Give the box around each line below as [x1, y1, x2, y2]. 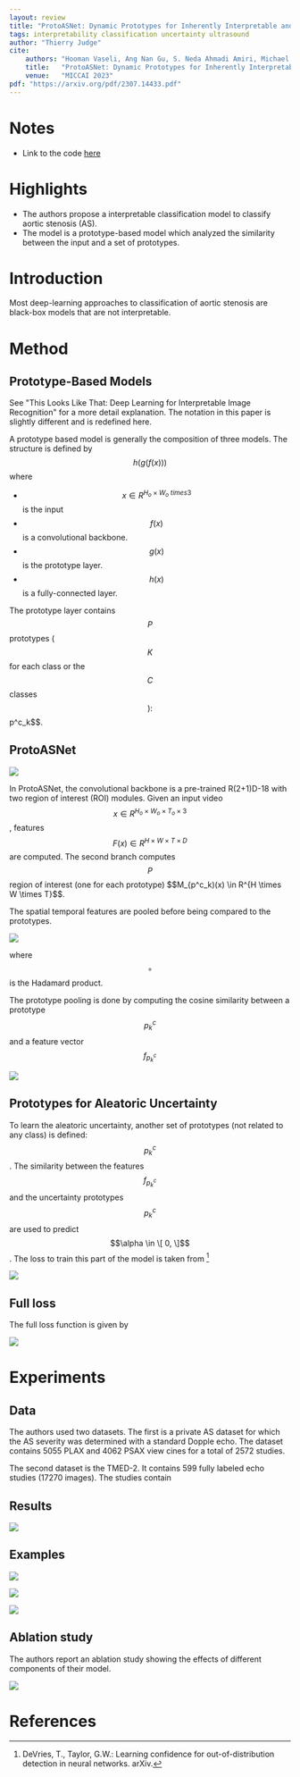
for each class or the [9, 661, 86, 672]
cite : [9, 46, 29, 55]
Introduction [9, 268, 104, 289]
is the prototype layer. [21, 560, 103, 571]
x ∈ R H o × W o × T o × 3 [112, 806, 187, 818]
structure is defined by [9, 443, 93, 454]
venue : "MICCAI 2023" [25, 71, 114, 80]
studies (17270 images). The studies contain [9, 1472, 172, 1483]
